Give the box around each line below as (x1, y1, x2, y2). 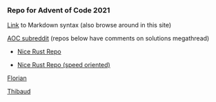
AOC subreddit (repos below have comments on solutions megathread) (7, 34, 210, 42)
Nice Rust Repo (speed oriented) (17, 61, 110, 69)
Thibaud (7, 88, 31, 96)
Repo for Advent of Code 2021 (7, 5, 110, 15)
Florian (7, 74, 27, 82)
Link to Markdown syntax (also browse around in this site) (7, 21, 171, 29)
